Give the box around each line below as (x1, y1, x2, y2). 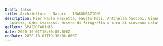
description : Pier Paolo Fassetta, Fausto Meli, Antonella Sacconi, (5, 16, 147, 21)
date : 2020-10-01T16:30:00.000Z (5, 29, 70, 34)
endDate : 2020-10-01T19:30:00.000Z (5, 34, 77, 39)
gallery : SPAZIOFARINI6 (5, 25, 53, 30)
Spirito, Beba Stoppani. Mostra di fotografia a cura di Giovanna (9, 20, 147, 25)
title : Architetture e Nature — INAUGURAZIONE (5, 11, 101, 16)
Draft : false (5, 7, 32, 12)
